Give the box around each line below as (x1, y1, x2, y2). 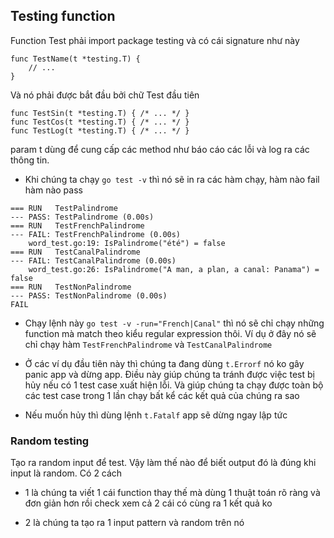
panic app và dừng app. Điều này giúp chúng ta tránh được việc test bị (24, 368, 315, 380)
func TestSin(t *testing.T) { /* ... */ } (10, 108, 190, 118)
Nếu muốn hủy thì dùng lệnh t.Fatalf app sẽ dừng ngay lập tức (24, 409, 288, 421)
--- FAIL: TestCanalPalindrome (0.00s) (10, 255, 177, 266)
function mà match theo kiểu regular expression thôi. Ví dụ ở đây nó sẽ (24, 327, 317, 339)
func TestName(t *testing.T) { (10, 54, 141, 64)
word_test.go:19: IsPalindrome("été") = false (28, 238, 226, 248)
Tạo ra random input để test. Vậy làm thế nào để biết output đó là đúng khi (10, 457, 317, 469)
